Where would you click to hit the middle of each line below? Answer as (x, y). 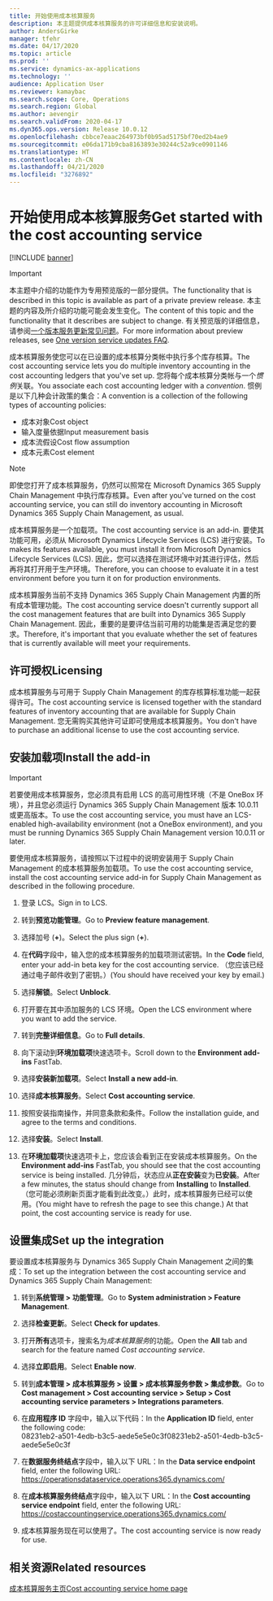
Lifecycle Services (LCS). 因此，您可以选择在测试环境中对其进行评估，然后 (134, 558)
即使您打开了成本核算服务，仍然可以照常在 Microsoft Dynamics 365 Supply (135, 485)
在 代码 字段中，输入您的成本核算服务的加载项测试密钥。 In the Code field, (143, 954)
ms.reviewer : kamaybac (48, 91)
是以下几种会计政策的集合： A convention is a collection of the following (129, 396)
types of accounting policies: (58, 405)
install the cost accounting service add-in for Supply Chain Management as (136, 877)
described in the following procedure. (72, 886)
